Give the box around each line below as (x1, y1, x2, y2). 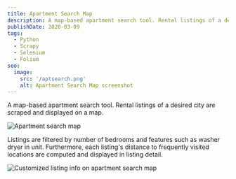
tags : (7, 29, 23, 37)
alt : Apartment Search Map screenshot (20, 82, 133, 89)
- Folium (13, 56, 39, 63)
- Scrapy (13, 43, 39, 50)
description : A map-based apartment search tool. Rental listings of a (7, 17, 221, 24)
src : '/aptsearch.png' (20, 75, 86, 83)
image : (13, 69, 33, 76)
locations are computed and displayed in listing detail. (7, 150, 163, 159)
